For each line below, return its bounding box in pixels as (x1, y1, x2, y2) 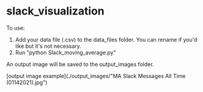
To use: (6, 24, 26, 31)
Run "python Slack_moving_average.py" (15, 48, 116, 56)
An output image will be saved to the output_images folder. (6, 61, 154, 68)
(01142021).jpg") (6, 79, 48, 86)
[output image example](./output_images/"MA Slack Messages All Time (6, 72, 186, 79)
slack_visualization (6, 4, 105, 18)
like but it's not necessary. (15, 42, 82, 50)
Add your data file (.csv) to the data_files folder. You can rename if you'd (15, 36, 198, 43)
